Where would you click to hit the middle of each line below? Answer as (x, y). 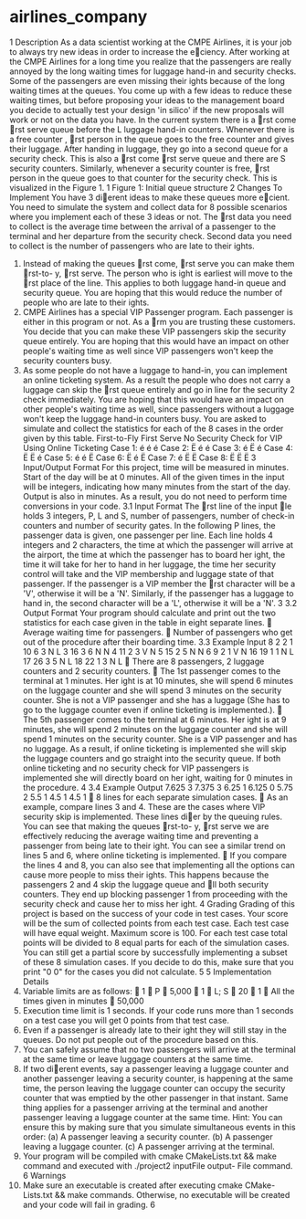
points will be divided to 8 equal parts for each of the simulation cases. (156, 942)
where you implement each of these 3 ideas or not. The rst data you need (151, 216)
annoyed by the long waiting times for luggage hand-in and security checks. (153, 71)
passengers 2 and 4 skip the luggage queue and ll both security (146, 884)
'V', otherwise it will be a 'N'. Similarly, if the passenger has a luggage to (158, 593)
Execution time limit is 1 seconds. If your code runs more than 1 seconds (158, 1010)
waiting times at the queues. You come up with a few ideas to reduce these (151, 90)
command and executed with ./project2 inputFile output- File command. (158, 1165)
